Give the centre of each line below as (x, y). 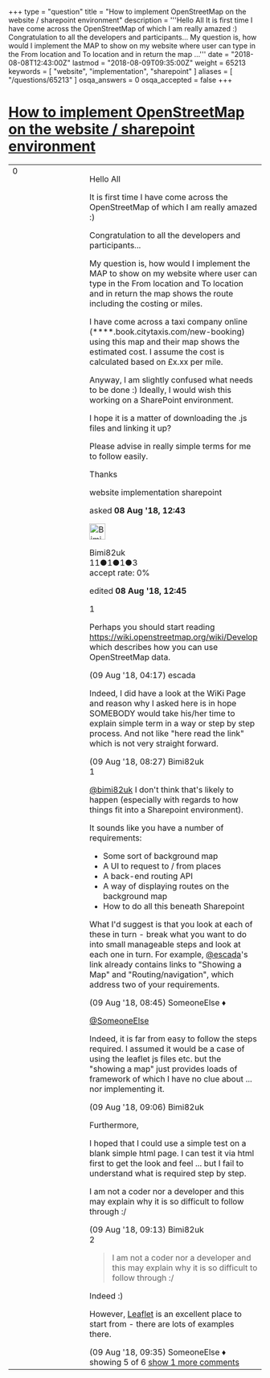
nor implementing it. (127, 1089)
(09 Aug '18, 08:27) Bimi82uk (147, 761)
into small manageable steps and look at (165, 944)
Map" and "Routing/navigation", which (162, 974)
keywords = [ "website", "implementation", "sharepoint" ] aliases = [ (121, 71)
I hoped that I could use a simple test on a (168, 1143)
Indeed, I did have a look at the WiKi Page (168, 693)
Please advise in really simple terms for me (170, 446)
